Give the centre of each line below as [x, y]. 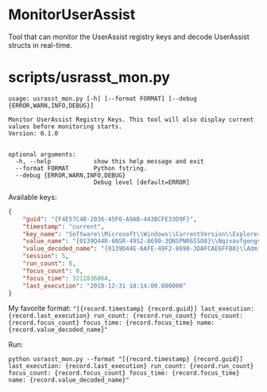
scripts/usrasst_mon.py [89, 78]
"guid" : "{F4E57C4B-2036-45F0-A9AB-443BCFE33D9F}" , [110, 219]
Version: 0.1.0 [33, 133]
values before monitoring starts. [66, 126]
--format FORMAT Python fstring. [81, 168]
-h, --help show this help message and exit [110, 161]
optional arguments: [43, 154]
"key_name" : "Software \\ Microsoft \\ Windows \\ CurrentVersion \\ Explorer [142, 234]
